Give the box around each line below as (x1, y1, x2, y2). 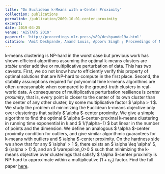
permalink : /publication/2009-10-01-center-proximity (5, 16, 118, 21)
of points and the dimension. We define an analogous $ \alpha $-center (5, 125, 150, 131)
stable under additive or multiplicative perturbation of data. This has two (5, 63, 151, 69)
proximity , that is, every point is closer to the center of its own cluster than (5, 94, 156, 100)
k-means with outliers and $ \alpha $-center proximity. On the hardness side (5, 136, 160, 142)
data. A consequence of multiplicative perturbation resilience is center (17, 89, 160, 95)
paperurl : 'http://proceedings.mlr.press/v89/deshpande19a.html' (5, 35, 141, 40)
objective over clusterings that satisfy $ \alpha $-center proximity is (20, 151, 157, 157)
